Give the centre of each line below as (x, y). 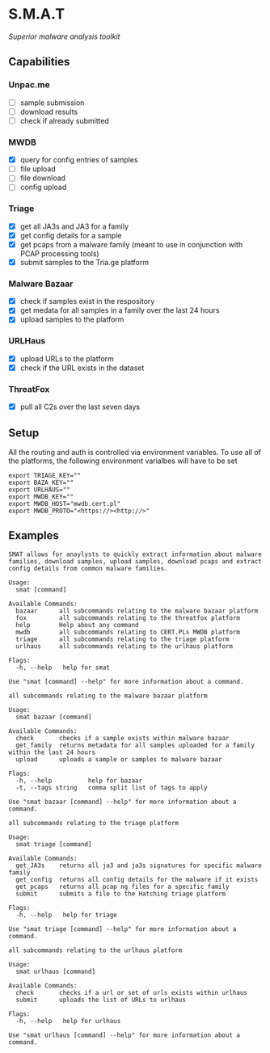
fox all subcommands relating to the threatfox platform (128, 618)
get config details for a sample (71, 235)
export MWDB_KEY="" (41, 497)
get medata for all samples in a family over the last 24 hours (120, 310)
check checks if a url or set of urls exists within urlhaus (132, 992)
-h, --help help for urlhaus (68, 1021)
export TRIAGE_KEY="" (45, 475)
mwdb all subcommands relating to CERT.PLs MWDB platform (128, 632)
